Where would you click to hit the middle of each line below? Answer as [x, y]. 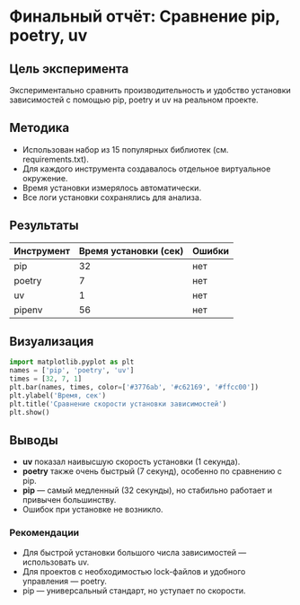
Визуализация [52, 342]
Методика [40, 128]
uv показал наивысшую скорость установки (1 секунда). [131, 462]
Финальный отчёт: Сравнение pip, [145, 17]
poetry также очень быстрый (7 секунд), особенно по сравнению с [152, 471]
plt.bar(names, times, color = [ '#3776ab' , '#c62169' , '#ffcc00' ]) [134, 388]
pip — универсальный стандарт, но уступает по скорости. [134, 591]
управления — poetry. [65, 581]
